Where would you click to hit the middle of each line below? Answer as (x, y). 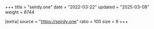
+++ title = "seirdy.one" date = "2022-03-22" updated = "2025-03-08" (77, 7)
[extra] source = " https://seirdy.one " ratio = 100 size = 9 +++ (67, 22)
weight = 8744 (20, 12)
